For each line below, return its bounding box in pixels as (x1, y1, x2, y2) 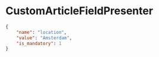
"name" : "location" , (16, 29, 67, 35)
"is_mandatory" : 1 (16, 40, 62, 46)
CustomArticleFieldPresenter (5, 4, 154, 18)
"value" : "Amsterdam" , (16, 34, 72, 41)
